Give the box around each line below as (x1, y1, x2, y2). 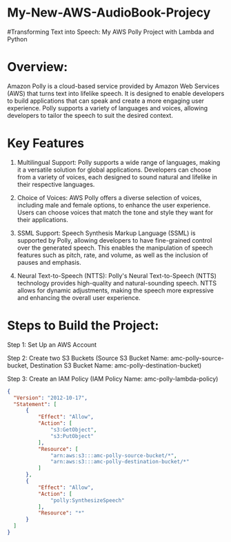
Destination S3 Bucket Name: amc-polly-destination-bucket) (30, 361, 202, 370)
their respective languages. (17, 180, 95, 188)
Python (7, 34, 28, 43)
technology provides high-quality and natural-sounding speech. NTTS (17, 279, 217, 287)
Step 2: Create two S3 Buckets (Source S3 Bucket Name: (7, 354, 170, 362)
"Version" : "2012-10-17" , (13, 394, 88, 401)
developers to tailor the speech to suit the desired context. (7, 111, 174, 119)
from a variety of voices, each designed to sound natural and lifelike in (17, 172, 217, 181)
